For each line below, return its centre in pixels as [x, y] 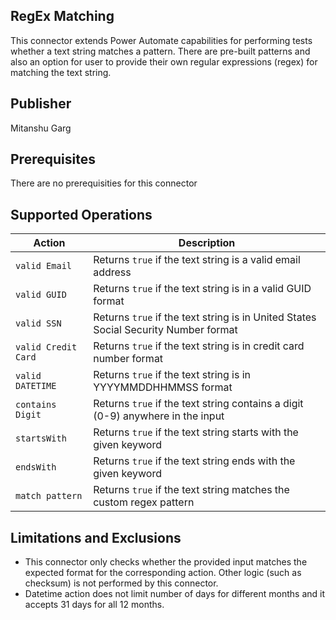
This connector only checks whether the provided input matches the [166, 562]
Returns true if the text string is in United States [205, 317]
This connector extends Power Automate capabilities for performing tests [161, 40]
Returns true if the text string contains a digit [198, 404]
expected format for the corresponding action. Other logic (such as [163, 573]
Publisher [41, 104]
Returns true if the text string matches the [191, 490]
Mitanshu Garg [41, 128]
